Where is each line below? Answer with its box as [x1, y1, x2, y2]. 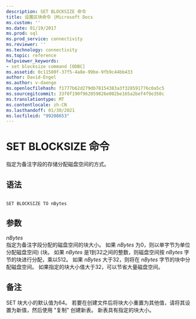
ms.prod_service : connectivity [6, 36, 83, 42]
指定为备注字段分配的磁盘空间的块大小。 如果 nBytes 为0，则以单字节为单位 [6, 241, 191, 248]
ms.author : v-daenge [6, 80, 57, 86]
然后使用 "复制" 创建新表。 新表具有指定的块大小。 [31, 306, 155, 313]
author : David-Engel [6, 74, 57, 80]
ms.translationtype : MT [6, 96, 65, 102]
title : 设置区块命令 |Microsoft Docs [6, 14, 94, 20]
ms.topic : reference [6, 52, 57, 58]
